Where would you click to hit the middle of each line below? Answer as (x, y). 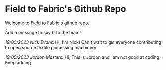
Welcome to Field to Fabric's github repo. (47, 23)
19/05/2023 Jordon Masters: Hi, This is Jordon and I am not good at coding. (83, 57)
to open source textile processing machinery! (51, 47)
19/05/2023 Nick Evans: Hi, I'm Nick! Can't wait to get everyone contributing (83, 42)
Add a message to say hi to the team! (43, 32)
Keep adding (18, 62)
